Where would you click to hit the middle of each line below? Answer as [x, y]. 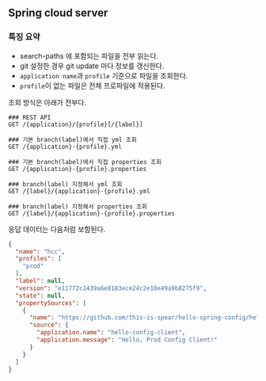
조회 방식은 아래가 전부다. [47, 102]
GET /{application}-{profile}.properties [78, 169]
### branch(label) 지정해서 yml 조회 [65, 184]
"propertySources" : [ [51, 303]
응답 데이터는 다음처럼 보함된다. [57, 229]
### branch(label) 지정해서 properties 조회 [78, 206]
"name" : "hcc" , [40, 251]
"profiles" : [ [38, 259]
